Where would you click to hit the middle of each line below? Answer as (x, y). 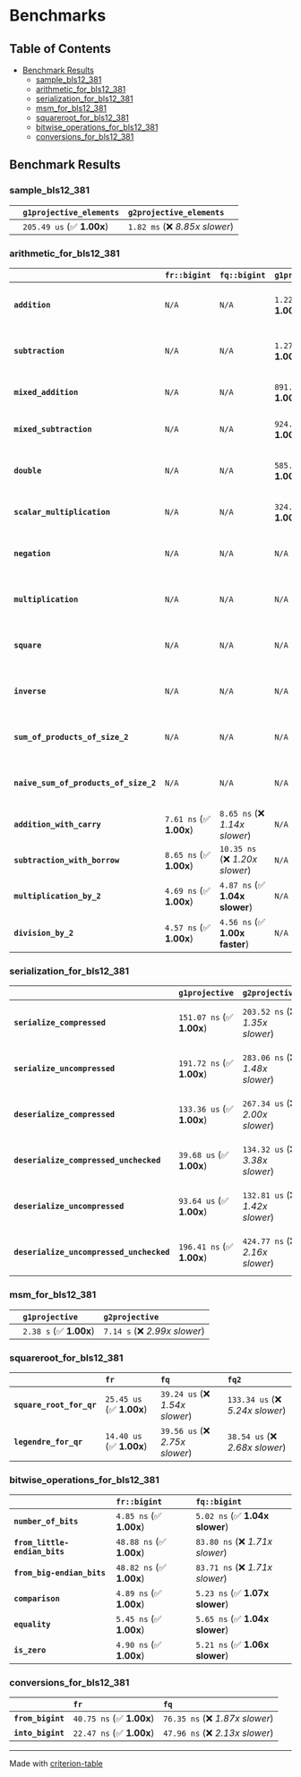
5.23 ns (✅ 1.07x (232, 1593)
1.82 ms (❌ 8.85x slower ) (181, 227)
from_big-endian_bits (60, 1573)
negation (32, 553)
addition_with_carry (57, 824)
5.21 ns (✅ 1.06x (232, 1644)
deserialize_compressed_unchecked (87, 1160)
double (28, 470)
